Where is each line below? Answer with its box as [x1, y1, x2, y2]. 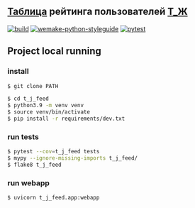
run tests [7, 131, 39, 141]
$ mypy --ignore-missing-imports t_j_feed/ [7, 155, 138, 162]
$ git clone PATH [7, 82, 59, 89]
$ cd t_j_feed [7, 95, 50, 102]
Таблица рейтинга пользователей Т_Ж [7, 6, 188, 18]
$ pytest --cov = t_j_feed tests [7, 148, 100, 155]
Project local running [7, 45, 101, 58]
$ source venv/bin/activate [7, 109, 91, 116]
